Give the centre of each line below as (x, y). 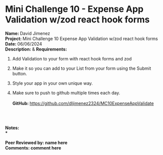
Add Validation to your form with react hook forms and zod (72, 58)
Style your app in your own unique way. (52, 83)
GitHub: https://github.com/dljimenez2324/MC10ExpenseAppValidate (83, 103)
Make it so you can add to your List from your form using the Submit (82, 68)
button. (20, 73)
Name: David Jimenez (28, 33)
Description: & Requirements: (36, 49)
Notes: (12, 128)
